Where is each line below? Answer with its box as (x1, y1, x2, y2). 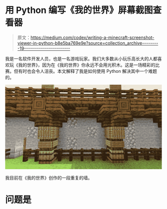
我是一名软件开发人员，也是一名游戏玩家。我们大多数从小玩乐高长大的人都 (5, 55, 158, 61)
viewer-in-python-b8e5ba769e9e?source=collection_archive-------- (17, 40, 159, 46)
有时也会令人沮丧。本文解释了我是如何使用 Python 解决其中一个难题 (18, 68, 158, 74)
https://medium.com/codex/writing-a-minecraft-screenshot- (30, 34, 155, 40)
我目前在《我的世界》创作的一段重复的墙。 (5, 175, 92, 181)
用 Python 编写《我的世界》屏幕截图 (5, 4, 153, 16)
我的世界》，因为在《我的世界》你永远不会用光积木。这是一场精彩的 (18, 62, 156, 68)
